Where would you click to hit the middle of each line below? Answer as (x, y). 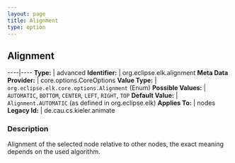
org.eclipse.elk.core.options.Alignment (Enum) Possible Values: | (107, 88)
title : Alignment (33, 21)
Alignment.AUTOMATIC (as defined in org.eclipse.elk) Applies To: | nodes (111, 103)
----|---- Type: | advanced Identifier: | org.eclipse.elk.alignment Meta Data (118, 73)
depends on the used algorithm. (54, 152)
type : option (27, 27)
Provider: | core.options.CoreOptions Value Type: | (82, 80)
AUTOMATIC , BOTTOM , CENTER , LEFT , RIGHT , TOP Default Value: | (93, 96)
